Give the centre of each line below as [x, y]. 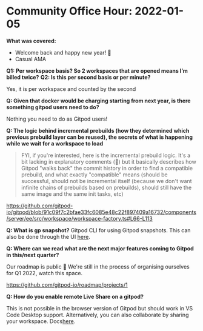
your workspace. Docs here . [41, 321]
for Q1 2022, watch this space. [45, 273]
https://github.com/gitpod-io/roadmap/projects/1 [67, 285]
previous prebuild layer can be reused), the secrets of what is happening [99, 137]
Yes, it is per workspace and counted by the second [71, 89]
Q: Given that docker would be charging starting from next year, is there [98, 101]
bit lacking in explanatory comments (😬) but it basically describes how [109, 161]
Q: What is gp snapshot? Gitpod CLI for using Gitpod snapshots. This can [98, 230]
